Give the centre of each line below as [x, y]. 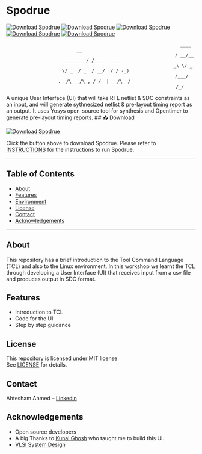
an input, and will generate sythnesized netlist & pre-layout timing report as [99, 104]
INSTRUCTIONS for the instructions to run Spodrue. [70, 149]
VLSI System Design [40, 444]
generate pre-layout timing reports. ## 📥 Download [71, 117]
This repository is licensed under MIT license [62, 358]
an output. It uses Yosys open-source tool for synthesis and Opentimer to [97, 110]
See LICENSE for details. [37, 365]
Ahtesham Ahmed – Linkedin [41, 398]
